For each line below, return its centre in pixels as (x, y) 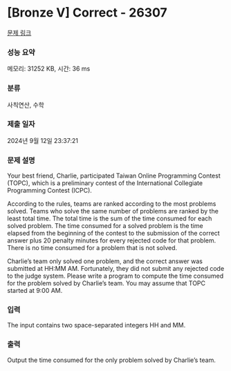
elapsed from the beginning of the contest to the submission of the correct (113, 234)
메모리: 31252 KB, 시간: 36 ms (49, 69)
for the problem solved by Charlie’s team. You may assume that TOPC (107, 283)
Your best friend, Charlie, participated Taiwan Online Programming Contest (114, 176)
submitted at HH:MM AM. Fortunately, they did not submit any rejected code (116, 269)
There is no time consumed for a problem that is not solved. (92, 248)
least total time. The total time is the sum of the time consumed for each (110, 218)
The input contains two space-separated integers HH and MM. (96, 325)
